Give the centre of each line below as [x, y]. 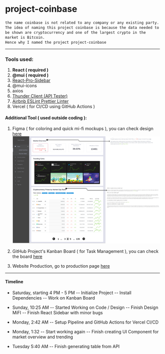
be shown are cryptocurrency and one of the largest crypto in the [76, 32]
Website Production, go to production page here [61, 266]
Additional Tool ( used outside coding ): [46, 118]
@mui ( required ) [30, 75]
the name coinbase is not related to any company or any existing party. [82, 23]
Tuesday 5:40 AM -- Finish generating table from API [66, 347]
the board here [27, 256]
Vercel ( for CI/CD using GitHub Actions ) [54, 107]
